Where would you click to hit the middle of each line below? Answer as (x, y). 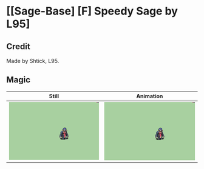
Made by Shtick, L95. (33, 61)
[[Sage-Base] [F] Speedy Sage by (92, 11)
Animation (150, 96)
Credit (18, 46)
